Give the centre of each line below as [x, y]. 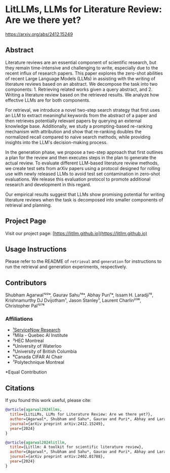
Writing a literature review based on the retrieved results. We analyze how [82, 94]
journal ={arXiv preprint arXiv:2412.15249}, [57, 424]
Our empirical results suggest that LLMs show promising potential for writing [85, 194]
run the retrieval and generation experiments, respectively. [66, 267]
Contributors [26, 283]
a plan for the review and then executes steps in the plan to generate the [81, 157]
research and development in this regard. [48, 184]
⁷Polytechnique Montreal [38, 362]
